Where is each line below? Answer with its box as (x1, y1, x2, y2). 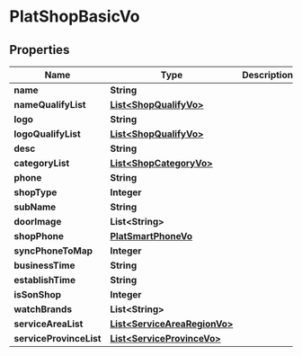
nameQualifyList (13, 99, 86, 111)
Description (242, 69, 294, 81)
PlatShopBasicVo (9, 6, 141, 27)
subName (13, 200, 57, 213)
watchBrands (13, 303, 73, 316)
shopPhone (13, 230, 65, 242)
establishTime (13, 274, 76, 286)
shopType (13, 186, 58, 199)
